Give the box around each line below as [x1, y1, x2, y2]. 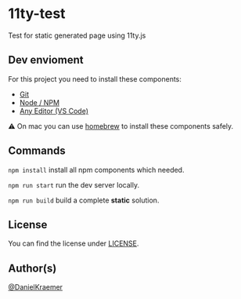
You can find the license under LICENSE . [8, 239, 139, 248]
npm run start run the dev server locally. [8, 180, 139, 189]
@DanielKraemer [8, 283, 63, 292]
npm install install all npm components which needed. [8, 165, 185, 174]
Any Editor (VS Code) [19, 106, 88, 115]
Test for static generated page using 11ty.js [8, 31, 146, 40]
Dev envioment [8, 53, 84, 67]
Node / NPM [19, 97, 60, 107]
